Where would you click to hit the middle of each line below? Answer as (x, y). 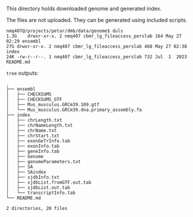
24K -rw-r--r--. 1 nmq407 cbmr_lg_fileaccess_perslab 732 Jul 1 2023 (96, 57)
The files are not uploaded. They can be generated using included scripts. (97, 20)
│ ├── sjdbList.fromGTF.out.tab (49, 183)
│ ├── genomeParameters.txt (44, 162)
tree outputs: (22, 73)
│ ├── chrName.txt (32, 130)
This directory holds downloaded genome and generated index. (84, 9)
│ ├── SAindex (26, 172)
